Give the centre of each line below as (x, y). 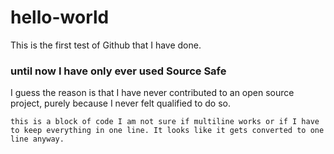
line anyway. (37, 139)
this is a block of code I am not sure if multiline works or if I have (165, 122)
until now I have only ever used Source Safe (118, 71)
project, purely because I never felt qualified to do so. (121, 103)
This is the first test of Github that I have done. (106, 45)
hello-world (60, 17)
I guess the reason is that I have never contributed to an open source (152, 93)
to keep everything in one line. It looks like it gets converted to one (167, 131)
